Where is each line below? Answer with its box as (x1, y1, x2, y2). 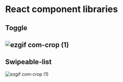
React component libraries (5, 4, 118, 15)
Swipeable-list (5, 58, 52, 66)
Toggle (5, 24, 28, 32)
